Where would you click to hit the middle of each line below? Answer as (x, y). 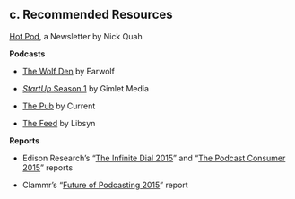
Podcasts (27, 54)
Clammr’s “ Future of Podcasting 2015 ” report (105, 185)
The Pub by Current (59, 106)
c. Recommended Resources (91, 15)
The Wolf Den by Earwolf (68, 71)
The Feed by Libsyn (59, 123)
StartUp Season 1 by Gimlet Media (86, 88)
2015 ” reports (48, 167)
